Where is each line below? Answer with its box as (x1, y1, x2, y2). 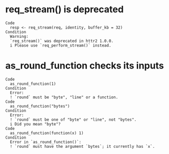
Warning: (10, 34, 29, 39)
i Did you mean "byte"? (10, 121, 61, 126)
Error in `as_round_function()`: (10, 139, 82, 144)
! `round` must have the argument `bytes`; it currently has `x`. (10, 144, 155, 149)
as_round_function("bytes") (10, 103, 70, 108)
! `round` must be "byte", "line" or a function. (10, 95, 118, 100)
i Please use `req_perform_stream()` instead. (10, 42, 111, 48)
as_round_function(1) (10, 81, 57, 86)
